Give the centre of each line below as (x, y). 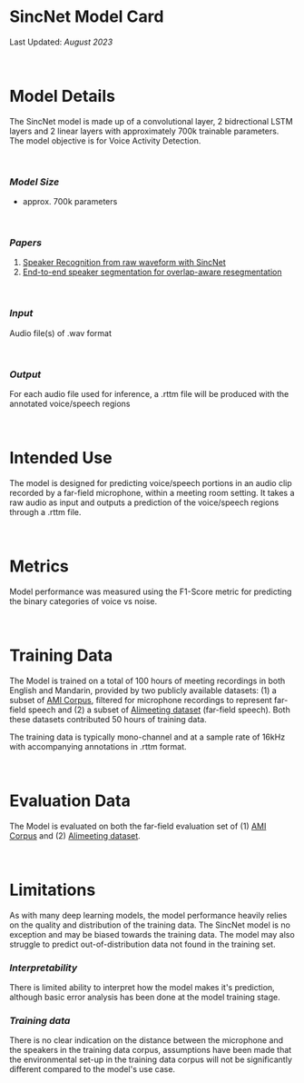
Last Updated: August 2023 (61, 42)
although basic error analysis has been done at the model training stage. (145, 998)
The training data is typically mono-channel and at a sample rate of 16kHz (147, 737)
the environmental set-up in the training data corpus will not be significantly (151, 1059)
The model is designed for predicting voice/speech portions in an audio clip (151, 483)
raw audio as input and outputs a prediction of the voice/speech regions (144, 502)
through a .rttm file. (45, 512)
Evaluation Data (70, 801)
